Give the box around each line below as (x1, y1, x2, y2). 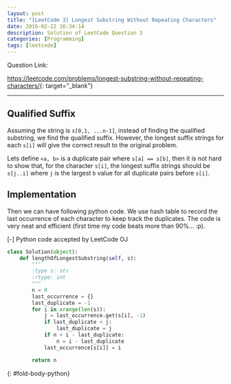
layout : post (7, 10, 45, 17)
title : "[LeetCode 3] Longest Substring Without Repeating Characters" (7, 17, 217, 23)
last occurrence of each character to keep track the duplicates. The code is (7, 214, 221, 222)
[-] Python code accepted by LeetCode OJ (7, 235, 129, 243)
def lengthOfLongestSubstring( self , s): (19, 255, 137, 262)
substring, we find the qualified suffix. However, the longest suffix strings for (7, 134, 224, 142)
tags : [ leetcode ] (7, 42, 57, 49)
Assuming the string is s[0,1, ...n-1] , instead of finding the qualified (7, 126, 205, 134)
